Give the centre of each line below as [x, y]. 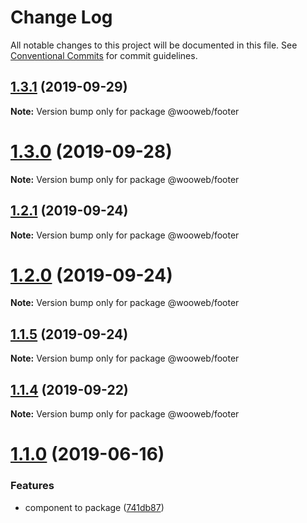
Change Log [61, 17]
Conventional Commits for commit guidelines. [104, 55]
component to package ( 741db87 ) [94, 507]
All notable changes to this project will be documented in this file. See [154, 45]
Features [32, 486]
